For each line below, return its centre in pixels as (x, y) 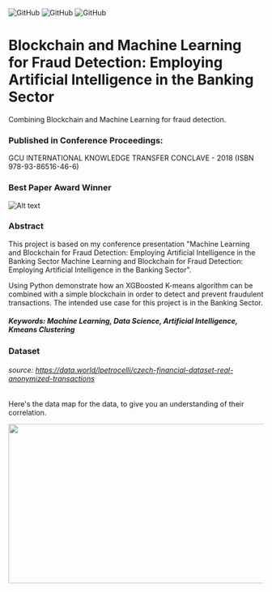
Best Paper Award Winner (60, 188)
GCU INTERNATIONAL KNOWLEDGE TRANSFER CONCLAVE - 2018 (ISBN (131, 158)
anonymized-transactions (52, 379)
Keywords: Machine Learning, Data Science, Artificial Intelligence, (123, 321)
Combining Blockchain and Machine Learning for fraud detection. (117, 119)
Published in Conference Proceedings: (86, 140)
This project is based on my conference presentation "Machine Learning (129, 244)
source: (21, 370)
